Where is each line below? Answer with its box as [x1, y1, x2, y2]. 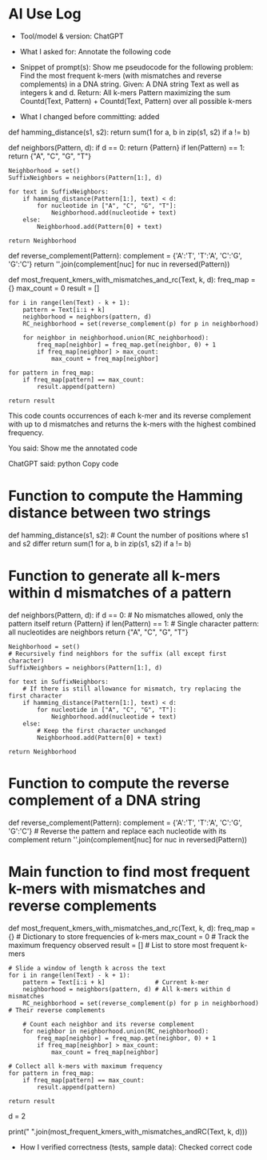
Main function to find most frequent [8, 862, 250, 881]
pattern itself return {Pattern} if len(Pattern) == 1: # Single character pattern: [8, 618, 260, 628]
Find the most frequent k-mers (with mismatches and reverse [19, 70, 222, 80]
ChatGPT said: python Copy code [8, 458, 119, 468]
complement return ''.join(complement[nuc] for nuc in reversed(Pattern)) [8, 834, 248, 844]
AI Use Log [8, 5, 82, 23]
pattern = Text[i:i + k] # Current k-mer [22, 978, 209, 986]
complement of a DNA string [8, 791, 201, 809]
